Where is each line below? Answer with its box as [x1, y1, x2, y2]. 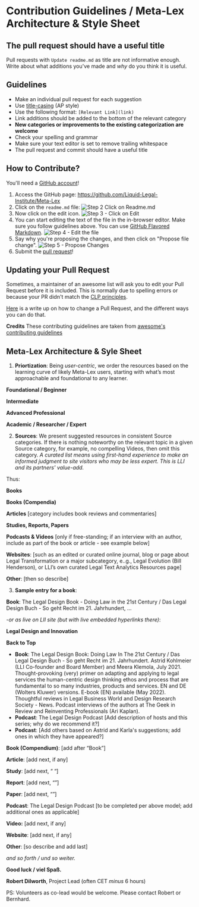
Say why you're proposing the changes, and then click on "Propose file [14, 235, 189, 242]
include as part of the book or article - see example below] [6, 540, 150, 547]
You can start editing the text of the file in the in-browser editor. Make [14, 216, 186, 223]
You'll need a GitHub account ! [6, 179, 79, 186]
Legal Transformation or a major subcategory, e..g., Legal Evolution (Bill [6, 558, 182, 565]
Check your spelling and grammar [14, 133, 98, 140]
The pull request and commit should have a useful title [14, 146, 148, 153]
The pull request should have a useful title [6, 40, 165, 51]
